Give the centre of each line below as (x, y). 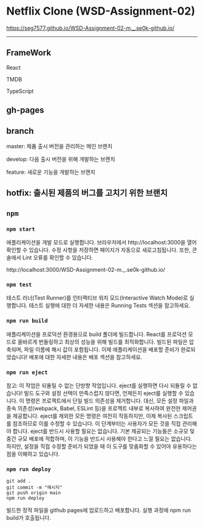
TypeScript (20, 91)
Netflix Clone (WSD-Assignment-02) (101, 11)
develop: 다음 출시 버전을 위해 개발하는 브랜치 (61, 159)
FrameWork (29, 53)
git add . (19, 481)
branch (20, 131)
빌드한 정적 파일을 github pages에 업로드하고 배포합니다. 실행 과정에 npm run (99, 510)
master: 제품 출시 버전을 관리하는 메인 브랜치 (59, 146)
